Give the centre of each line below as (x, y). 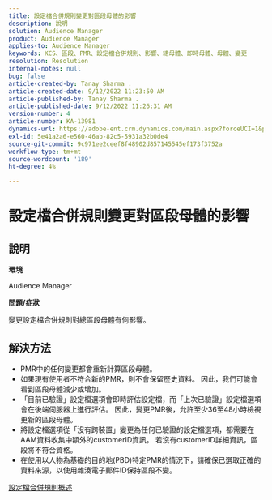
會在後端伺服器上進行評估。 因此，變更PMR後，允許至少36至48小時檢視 (140, 409)
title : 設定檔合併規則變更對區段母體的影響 (72, 16)
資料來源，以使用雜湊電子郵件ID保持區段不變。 (98, 470)
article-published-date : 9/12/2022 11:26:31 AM (90, 106)
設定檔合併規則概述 (40, 487)
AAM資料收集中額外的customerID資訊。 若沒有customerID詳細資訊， (135, 439)
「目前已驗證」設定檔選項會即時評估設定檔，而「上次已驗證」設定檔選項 (140, 399)
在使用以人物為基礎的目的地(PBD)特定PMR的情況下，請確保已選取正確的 (140, 459)
